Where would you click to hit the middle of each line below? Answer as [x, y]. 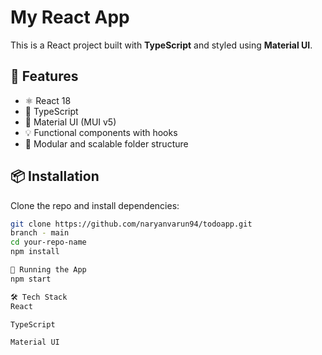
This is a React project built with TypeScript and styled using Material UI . [161, 45]
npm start [31, 279]
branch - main [40, 233]
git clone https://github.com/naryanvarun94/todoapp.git [131, 224]
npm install [35, 252]
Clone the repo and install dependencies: [95, 205]
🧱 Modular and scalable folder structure [106, 143]
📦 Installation [55, 176]
